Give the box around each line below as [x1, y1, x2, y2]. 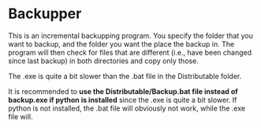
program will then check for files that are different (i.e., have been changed [8, 47, 252, 57]
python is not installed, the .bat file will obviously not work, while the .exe [8, 104, 246, 113]
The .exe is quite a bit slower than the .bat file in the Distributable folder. [8, 71, 242, 81]
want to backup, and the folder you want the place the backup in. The [8, 39, 235, 48]
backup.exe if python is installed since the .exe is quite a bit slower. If [8, 95, 237, 104]
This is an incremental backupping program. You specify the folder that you [8, 31, 254, 40]
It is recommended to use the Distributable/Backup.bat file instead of [8, 86, 238, 96]
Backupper [8, 5, 82, 23]
